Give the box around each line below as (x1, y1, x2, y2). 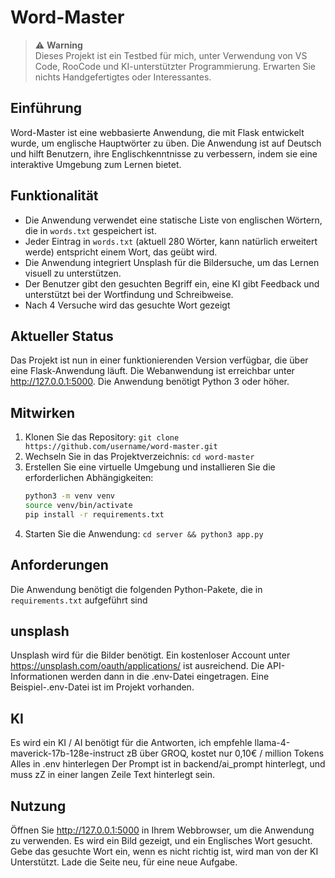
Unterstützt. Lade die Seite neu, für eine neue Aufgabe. (10, 856, 238, 868)
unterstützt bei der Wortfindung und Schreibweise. (24, 288, 234, 300)
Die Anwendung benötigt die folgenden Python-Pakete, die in (10, 583, 263, 595)
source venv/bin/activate (24, 501, 133, 511)
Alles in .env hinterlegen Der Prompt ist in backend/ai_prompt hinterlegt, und (10, 758, 326, 770)
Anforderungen (10, 557, 109, 574)
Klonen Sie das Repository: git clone (24, 431, 180, 443)
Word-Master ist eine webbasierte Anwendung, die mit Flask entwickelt (10, 126, 305, 138)
